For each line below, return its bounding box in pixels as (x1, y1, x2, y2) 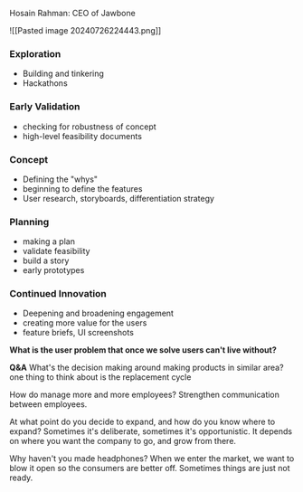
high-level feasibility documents (22, 130, 143, 141)
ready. (9, 472, 33, 483)
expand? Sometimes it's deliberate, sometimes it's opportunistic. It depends (9, 426, 292, 437)
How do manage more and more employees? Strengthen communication (9, 389, 280, 401)
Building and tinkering (22, 68, 104, 80)
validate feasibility (22, 246, 90, 257)
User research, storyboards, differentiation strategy (22, 193, 215, 203)
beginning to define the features (22, 183, 143, 194)
